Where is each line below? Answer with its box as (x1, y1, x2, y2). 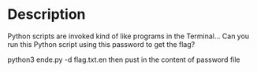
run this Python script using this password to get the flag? (7, 39, 196, 49)
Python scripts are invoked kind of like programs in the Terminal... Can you (7, 31, 250, 41)
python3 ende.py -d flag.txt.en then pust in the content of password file (7, 55, 241, 64)
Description (7, 5, 86, 23)
